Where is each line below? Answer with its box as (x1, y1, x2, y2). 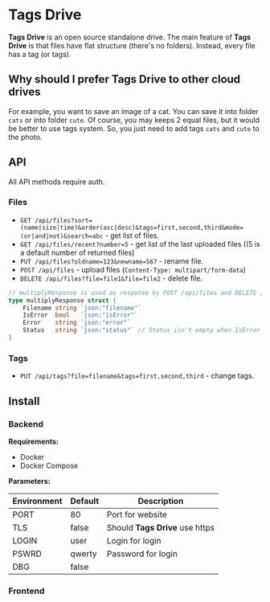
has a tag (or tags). (8, 49, 72, 59)
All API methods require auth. (8, 177, 105, 186)
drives (8, 85, 42, 99)
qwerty (70, 548, 97, 559)
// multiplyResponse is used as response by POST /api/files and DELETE (8, 289, 257, 297)
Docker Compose (19, 461, 79, 470)
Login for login (107, 534, 162, 546)
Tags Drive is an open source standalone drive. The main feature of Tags (8, 32, 252, 42)
